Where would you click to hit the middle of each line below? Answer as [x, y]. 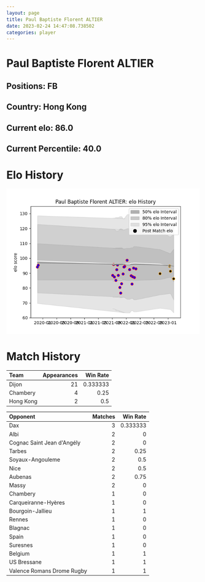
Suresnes [21, 545]
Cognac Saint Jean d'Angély [45, 443]
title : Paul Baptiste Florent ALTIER [55, 19]
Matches [104, 417]
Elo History [35, 175]
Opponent [22, 417]
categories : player [31, 33]
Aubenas [20, 476]
